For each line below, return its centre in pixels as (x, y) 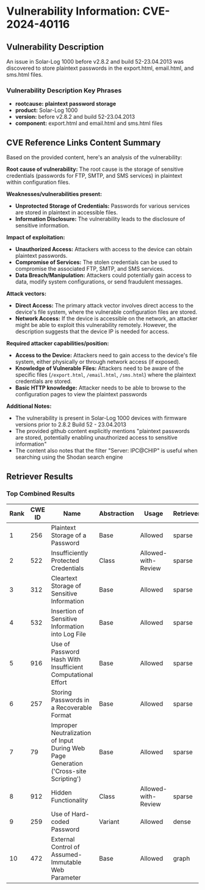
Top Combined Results (41, 494)
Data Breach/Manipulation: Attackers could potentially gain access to (103, 275)
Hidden (61, 793)
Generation (67, 763)
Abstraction (117, 513)
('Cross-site (69, 771)
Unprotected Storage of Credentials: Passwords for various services (103, 206)
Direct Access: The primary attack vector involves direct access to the (104, 306)
